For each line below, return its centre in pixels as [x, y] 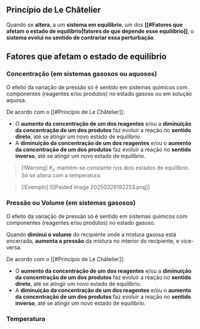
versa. [14, 247]
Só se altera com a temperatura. [61, 175]
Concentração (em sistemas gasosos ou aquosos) [82, 74]
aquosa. [16, 100]
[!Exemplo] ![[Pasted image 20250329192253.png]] [85, 187]
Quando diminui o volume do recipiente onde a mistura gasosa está [91, 234]
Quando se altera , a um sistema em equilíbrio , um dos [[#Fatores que [95, 24]
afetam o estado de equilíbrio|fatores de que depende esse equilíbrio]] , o [100, 31]
